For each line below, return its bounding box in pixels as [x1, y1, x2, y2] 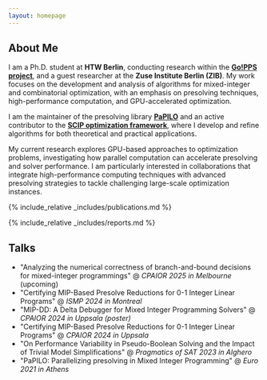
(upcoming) [19, 279, 58, 289]
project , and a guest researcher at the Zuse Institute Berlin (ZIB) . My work [8, 71, 256, 81]
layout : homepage [8, 11, 66, 20]
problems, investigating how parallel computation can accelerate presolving [8, 153, 258, 162]
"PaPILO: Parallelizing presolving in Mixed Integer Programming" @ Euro [19, 356, 258, 366]
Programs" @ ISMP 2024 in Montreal [19, 297, 142, 306]
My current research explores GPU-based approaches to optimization [8, 145, 238, 154]
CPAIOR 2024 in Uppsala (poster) [19, 314, 132, 323]
